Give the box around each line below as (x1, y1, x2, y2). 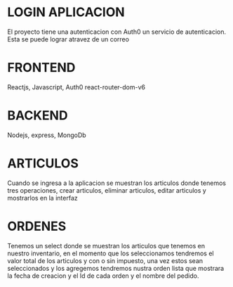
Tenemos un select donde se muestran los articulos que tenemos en (7, 241, 206, 250)
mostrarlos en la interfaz (7, 193, 79, 202)
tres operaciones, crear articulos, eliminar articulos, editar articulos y (7, 186, 207, 194)
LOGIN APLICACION (7, 4, 125, 20)
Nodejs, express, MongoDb (7, 131, 86, 139)
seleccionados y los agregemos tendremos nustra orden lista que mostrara (7, 264, 225, 272)
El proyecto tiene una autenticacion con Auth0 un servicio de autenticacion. (7, 27, 227, 36)
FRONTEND (7, 60, 76, 76)
